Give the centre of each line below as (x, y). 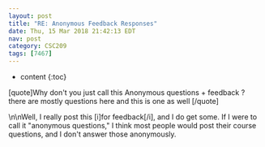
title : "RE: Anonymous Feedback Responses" (83, 24)
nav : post (25, 39)
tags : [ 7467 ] (30, 54)
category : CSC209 (38, 46)
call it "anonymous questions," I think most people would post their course (132, 125)
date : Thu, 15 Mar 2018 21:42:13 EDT (72, 31)
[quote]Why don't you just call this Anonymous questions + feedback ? (127, 93)
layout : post (30, 16)
